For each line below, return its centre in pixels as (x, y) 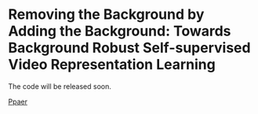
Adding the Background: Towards (120, 31)
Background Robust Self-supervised (129, 48)
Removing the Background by (106, 15)
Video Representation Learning (112, 65)
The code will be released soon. (60, 86)
